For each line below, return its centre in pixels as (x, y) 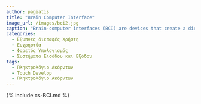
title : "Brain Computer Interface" (51, 17)
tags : (13, 62)
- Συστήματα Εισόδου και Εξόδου (52, 56)
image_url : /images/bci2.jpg (42, 23)
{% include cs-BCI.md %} (38, 96)
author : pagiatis (28, 12)
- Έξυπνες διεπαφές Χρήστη (45, 39)
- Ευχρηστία (27, 45)
